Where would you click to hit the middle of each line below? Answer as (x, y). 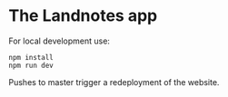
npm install (31, 57)
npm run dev (31, 65)
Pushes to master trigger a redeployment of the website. (114, 82)
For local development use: (59, 41)
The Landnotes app (83, 16)
